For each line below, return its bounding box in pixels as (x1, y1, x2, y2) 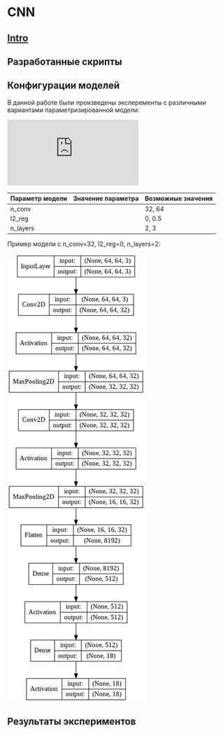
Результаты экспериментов (7, 715, 136, 727)
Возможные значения (144, 194, 213, 203)
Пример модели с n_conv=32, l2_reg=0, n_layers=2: (7, 240, 161, 248)
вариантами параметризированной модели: (7, 106, 140, 114)
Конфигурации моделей (7, 80, 120, 92)
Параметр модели (10, 194, 68, 203)
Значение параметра (73, 194, 139, 203)
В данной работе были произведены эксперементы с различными (7, 98, 206, 106)
